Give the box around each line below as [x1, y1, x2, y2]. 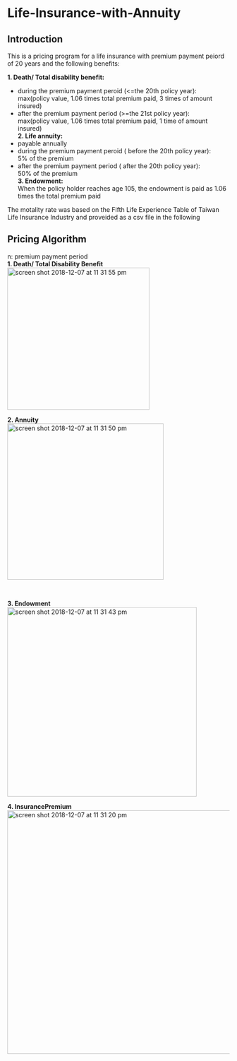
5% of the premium [17, 154, 74, 162]
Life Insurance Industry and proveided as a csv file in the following [7, 213, 200, 221]
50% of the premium [17, 170, 78, 177]
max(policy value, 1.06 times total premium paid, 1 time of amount [17, 117, 208, 125]
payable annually [17, 139, 68, 148]
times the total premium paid [17, 192, 101, 200]
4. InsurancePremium [7, 802, 72, 810]
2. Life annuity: [17, 132, 63, 140]
